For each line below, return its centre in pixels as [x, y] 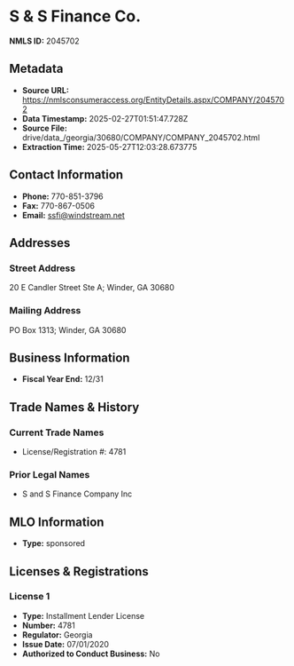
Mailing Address [45, 311]
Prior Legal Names [50, 474]
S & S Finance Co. [75, 16]
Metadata [36, 69]
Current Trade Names [57, 432]
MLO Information [57, 522]
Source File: [45, 128]
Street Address [43, 268]
